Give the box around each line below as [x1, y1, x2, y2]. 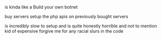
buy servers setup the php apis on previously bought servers [4, 14, 129, 19]
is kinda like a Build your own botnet [4, 4, 78, 10]
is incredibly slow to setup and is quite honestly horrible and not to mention [4, 23, 157, 29]
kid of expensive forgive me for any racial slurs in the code [4, 28, 124, 34]
